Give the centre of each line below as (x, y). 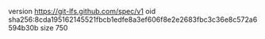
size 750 (54, 28)
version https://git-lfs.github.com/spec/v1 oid (82, 11)
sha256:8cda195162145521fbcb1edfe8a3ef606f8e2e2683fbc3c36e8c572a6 (133, 19)
